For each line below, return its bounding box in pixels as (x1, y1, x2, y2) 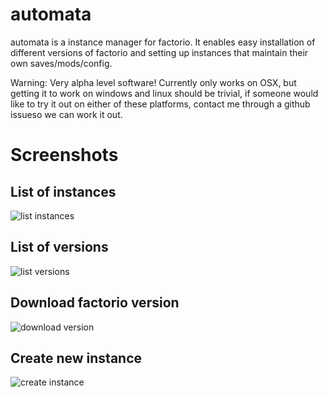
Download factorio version (10, 294, 180, 312)
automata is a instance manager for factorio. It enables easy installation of (10, 36, 316, 48)
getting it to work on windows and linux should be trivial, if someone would (10, 87, 319, 99)
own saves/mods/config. (10, 57, 113, 69)
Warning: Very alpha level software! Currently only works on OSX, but (10, 76, 297, 88)
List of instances (10, 183, 117, 200)
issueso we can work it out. (10, 108, 123, 120)
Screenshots (10, 144, 119, 167)
